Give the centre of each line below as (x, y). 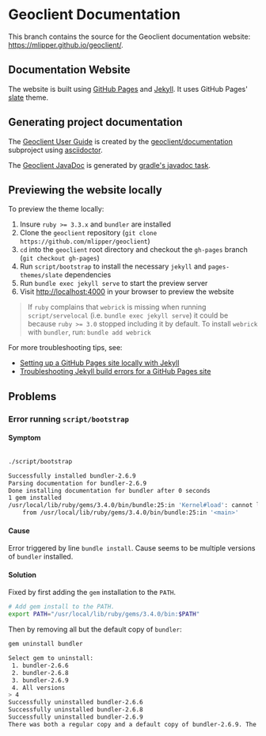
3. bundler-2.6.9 (40, 680)
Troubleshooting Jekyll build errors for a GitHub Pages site (115, 372)
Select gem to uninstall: (51, 658)
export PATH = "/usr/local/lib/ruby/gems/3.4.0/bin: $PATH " (104, 614)
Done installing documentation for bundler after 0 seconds (110, 490)
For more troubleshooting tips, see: (65, 348)
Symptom (25, 438)
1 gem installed (35, 498)
